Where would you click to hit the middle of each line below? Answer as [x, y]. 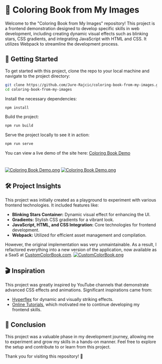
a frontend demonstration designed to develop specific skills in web [72, 28]
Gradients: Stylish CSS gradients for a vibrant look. [63, 220]
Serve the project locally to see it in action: [47, 135]
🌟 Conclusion [25, 325]
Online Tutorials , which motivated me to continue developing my [76, 304]
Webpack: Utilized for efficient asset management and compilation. [79, 235]
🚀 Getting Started [32, 59]
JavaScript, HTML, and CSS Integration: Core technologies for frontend [84, 225]
